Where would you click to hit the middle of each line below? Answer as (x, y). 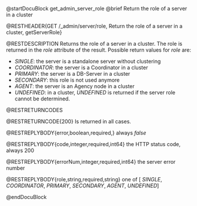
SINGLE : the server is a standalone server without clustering (88, 61)
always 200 (20, 150)
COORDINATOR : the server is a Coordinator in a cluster (81, 67)
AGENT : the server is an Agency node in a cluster (75, 86)
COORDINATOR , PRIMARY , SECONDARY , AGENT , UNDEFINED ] (83, 185)
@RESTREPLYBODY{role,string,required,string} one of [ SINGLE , (84, 179)
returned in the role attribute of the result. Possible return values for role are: (99, 50)
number (16, 168)
